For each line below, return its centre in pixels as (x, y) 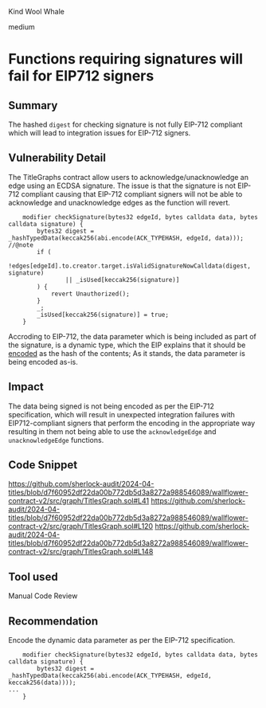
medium (22, 27)
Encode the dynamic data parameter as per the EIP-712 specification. (122, 640)
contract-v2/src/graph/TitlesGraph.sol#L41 (79, 501)
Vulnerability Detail (57, 158)
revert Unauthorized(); (90, 294)
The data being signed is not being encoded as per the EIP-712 (111, 406)
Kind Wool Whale (37, 12)
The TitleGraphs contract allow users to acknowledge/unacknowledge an (129, 177)
